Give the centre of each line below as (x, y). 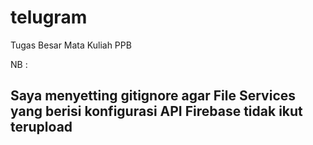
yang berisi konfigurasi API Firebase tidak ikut (156, 111)
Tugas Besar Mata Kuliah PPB (71, 45)
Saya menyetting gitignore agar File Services (153, 96)
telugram (49, 17)
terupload (41, 127)
